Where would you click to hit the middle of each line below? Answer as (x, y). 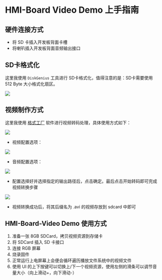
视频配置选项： (27, 142)
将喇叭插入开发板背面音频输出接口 (46, 48)
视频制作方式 (24, 110)
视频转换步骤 (25, 187)
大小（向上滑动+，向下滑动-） (46, 273)
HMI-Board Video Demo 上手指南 (72, 10)
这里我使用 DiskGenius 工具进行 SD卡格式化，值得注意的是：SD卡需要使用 (79, 78)
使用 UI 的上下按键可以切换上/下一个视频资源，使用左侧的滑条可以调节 (82, 267)
